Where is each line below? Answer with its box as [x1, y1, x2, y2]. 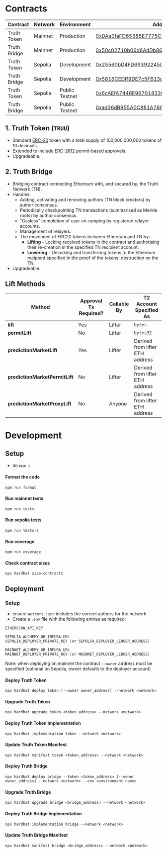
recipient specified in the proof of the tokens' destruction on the [27, 255, 159, 261]
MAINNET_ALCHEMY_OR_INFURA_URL [5, 648, 70, 653]
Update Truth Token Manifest [5, 742, 67, 748]
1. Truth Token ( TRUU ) [5, 124, 70, 132]
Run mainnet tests [5, 495, 44, 501]
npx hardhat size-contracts [5, 571, 64, 576]
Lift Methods [5, 280, 46, 288]
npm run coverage [5, 550, 41, 555]
